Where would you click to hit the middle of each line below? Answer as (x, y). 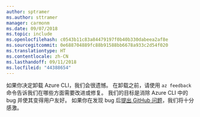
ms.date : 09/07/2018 (32, 28)
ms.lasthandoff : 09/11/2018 (42, 62)
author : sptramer (28, 12)
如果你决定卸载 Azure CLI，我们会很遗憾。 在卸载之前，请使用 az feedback (99, 85)
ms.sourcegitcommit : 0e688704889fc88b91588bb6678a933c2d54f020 (87, 46)
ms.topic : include (29, 34)
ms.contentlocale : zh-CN (37, 56)
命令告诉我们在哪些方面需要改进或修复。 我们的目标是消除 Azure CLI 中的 (97, 93)
